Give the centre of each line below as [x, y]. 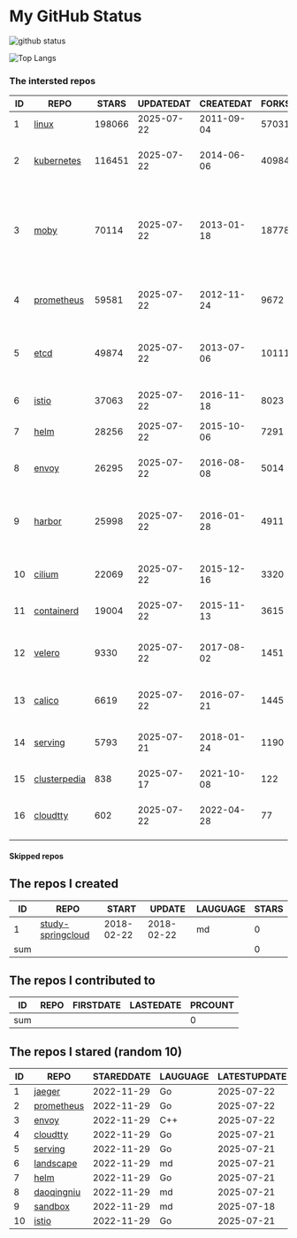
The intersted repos [53, 81]
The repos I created [64, 884]
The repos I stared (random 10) [96, 1052]
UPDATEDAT [164, 104]
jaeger [47, 1092]
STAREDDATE [122, 1077]
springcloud [65, 934]
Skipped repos [37, 856]
